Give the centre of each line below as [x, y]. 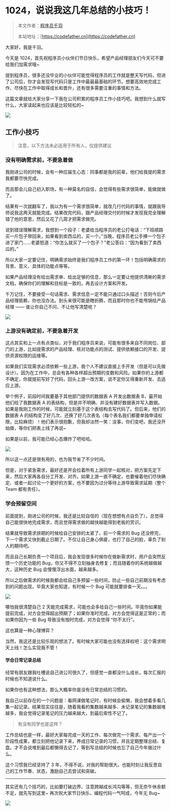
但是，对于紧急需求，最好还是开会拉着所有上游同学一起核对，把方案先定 [81, 470]
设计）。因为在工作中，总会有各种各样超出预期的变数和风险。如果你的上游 [82, 373]
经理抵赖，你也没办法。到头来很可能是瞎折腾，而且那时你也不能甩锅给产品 [88, 300]
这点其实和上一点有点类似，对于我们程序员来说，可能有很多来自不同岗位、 [83, 343]
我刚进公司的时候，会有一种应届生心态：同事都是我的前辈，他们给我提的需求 [85, 172]
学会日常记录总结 [23, 660]
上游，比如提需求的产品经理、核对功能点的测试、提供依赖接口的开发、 [88, 349]
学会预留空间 [21, 504]
